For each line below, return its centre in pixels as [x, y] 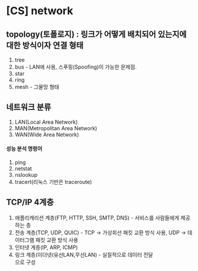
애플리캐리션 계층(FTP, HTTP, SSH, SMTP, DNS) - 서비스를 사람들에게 [97, 218]
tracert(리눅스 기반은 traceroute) [53, 182]
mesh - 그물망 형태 [37, 87]
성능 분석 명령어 [24, 149]
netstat [23, 169]
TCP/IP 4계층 [30, 202]
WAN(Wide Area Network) [47, 134]
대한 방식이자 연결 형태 [45, 45]
